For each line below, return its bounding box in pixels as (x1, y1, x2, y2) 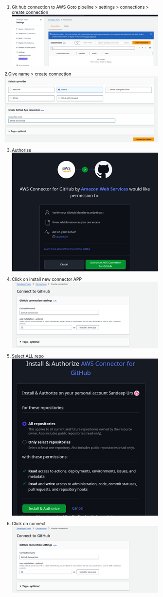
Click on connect (11, 520, 46, 526)
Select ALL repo (11, 353, 44, 359)
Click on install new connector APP (11, 276, 82, 282)
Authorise (11, 147, 32, 153)
